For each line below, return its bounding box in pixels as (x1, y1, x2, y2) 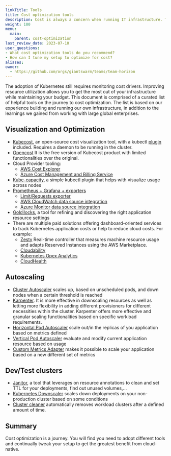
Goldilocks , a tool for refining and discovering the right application (12, 209, 152, 215)
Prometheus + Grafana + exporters (12, 187, 87, 194)
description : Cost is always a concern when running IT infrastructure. (5, 17, 163, 22)
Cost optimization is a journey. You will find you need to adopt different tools (5, 435, 165, 442)
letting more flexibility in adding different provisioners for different (12, 302, 151, 309)
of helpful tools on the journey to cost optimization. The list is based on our (5, 100, 163, 105)
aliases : (5, 60, 24, 65)
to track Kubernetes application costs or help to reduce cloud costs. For (12, 225, 164, 231)
